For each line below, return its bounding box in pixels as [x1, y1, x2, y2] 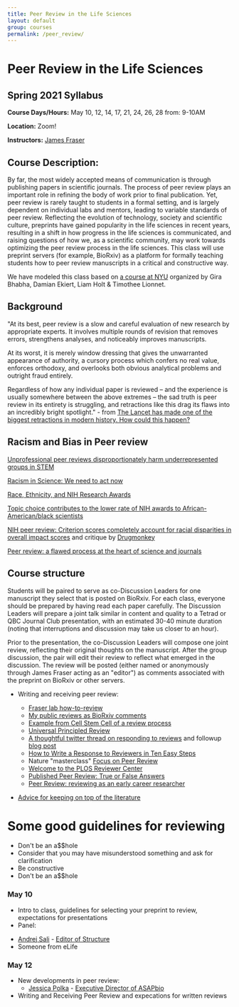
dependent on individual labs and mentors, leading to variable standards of [7, 206, 228, 215]
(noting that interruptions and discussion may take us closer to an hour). [7, 624, 219, 633]
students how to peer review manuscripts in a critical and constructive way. [7, 259, 229, 267]
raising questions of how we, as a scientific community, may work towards [7, 236, 226, 244]
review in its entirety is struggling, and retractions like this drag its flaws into [7, 400, 230, 408]
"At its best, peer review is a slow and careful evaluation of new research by [7, 319, 230, 328]
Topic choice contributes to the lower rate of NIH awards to [7, 504, 181, 512]
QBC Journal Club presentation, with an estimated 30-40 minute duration [7, 616, 223, 625]
